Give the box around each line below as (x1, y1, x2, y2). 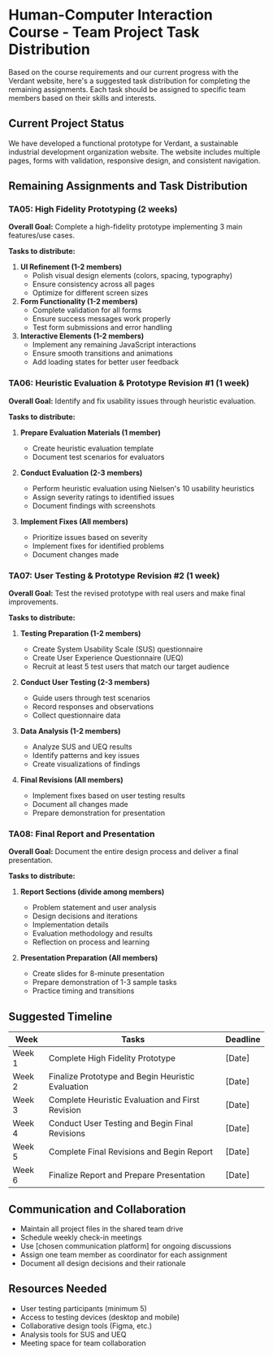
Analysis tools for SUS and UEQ (19, 1329, 127, 1339)
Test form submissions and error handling (32, 323, 173, 333)
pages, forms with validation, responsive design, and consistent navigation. (8, 155, 261, 165)
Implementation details (32, 920, 109, 930)
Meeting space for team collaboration (19, 1338, 146, 1348)
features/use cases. (8, 230, 76, 241)
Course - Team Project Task (8, 23, 200, 41)
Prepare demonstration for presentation (32, 808, 165, 818)
